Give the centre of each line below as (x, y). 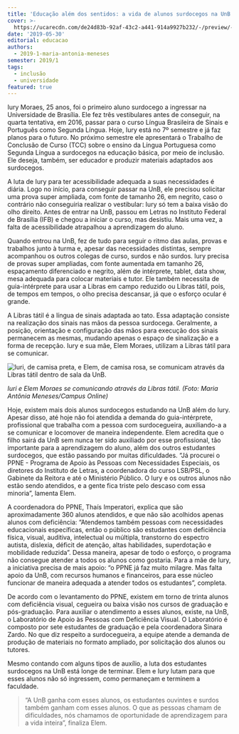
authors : (20, 47)
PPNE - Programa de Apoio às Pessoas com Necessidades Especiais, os (114, 463)
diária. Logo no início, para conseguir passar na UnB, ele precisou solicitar (116, 189)
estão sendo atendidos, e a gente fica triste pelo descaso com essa (107, 486)
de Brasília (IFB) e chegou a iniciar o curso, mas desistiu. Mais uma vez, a (115, 220)
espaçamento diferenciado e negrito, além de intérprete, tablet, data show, (117, 271)
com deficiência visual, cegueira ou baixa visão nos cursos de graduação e (118, 604)
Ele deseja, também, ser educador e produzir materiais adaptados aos (110, 160)
